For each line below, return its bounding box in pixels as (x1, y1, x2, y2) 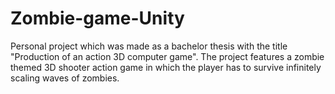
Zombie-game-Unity (10, 7, 185, 30)
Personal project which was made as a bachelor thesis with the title (10, 40, 288, 52)
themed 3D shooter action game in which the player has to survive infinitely (10, 61, 322, 73)
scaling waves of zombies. (10, 72, 120, 84)
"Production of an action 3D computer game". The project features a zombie (10, 50, 325, 62)
